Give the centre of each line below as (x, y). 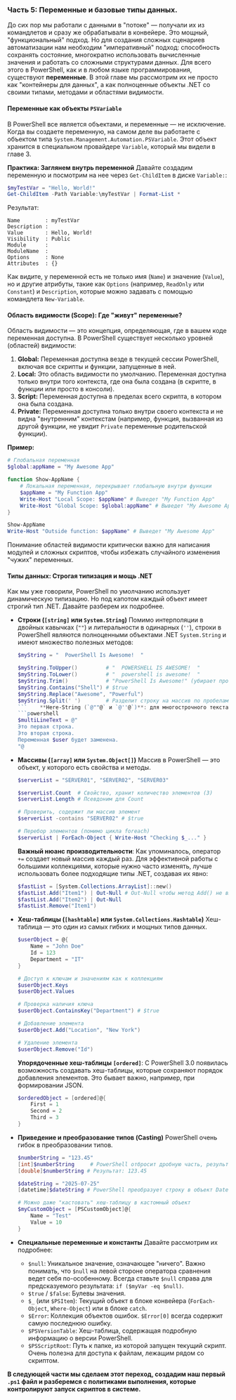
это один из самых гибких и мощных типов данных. (129, 927)
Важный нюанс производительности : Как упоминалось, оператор (119, 851)
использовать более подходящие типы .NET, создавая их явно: (113, 873)
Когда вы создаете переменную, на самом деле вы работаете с (104, 131)
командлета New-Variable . (46, 299)
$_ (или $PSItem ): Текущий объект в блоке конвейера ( (109, 1300)
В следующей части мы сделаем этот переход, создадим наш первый (117, 1374)
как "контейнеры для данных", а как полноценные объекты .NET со (109, 85)
